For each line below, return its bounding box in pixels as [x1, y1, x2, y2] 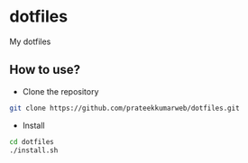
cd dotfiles [9, 137, 54, 146]
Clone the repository [22, 86, 99, 96]
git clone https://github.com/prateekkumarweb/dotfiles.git [9, 104, 241, 113]
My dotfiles [9, 36, 51, 47]
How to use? [9, 62, 81, 77]
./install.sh [9, 146, 59, 155]
